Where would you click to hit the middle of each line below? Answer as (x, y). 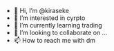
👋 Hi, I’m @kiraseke (41, 11)
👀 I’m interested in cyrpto (49, 18)
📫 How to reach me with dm (54, 40)
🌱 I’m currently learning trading (58, 25)
